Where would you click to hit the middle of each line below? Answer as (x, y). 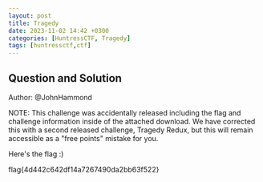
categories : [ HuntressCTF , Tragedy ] (69, 38)
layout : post (30, 16)
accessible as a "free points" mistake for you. (83, 138)
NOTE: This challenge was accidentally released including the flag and (125, 112)
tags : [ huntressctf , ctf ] (50, 46)
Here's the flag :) (36, 154)
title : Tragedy (34, 23)
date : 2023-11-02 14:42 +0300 (59, 30)
